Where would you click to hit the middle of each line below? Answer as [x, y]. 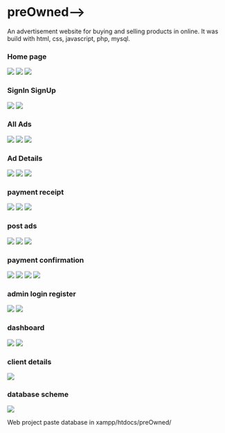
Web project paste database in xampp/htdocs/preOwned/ [89, 423]
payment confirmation [46, 260]
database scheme [38, 394]
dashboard [26, 328]
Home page [27, 56]
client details [29, 362]
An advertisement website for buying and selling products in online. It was [113, 31]
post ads [22, 226]
